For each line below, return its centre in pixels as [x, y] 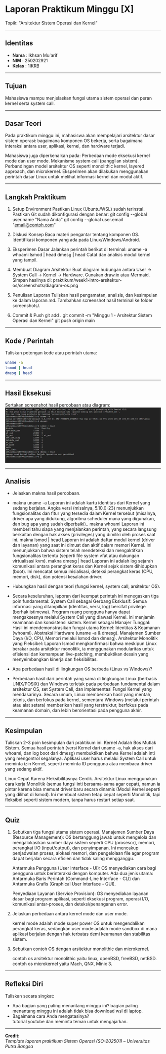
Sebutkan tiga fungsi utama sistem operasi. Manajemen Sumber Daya [83, 832]
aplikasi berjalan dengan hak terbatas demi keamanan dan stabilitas [81, 934]
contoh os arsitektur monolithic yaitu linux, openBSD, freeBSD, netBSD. [84, 959]
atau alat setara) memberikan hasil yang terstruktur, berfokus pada [80, 705]
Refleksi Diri [24, 984]
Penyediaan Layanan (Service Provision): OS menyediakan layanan [80, 893]
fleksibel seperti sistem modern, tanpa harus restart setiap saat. [70, 800]
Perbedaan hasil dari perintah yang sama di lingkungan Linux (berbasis [84, 679]
